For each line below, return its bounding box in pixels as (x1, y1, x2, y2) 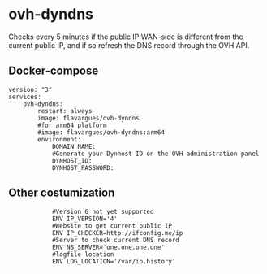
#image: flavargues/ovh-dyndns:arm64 (37, 128, 165, 137)
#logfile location (51, 250, 114, 259)
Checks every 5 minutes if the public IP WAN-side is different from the (8, 32, 243, 41)
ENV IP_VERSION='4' (51, 215, 118, 223)
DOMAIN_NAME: (51, 142, 96, 150)
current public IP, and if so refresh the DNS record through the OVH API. (8, 40, 250, 50)
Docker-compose (8, 64, 99, 78)
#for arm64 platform (37, 121, 107, 129)
